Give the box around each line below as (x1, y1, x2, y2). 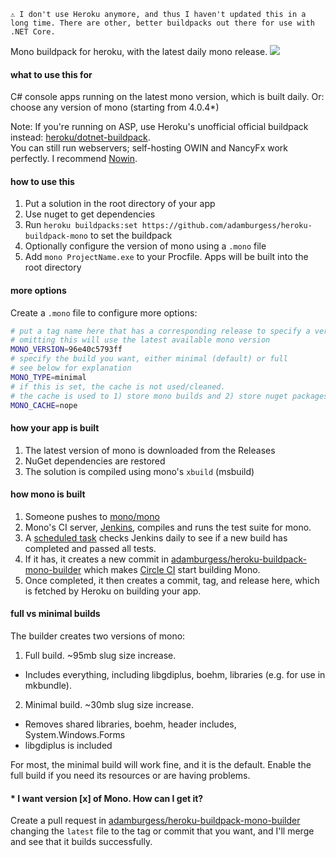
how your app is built (10, 422, 100, 434)
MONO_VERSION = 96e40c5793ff (10, 345, 123, 355)
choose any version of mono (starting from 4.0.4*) (10, 101, 220, 114)
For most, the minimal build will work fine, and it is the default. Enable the (10, 759, 312, 771)
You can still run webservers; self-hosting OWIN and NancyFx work (10, 142, 288, 154)
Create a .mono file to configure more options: (10, 306, 198, 319)
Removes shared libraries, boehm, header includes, (24, 718, 237, 730)
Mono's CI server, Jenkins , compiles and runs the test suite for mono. (24, 521, 312, 533)
